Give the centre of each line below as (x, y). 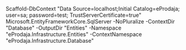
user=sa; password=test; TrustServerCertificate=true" (74, 15)
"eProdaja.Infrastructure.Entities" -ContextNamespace (74, 34)
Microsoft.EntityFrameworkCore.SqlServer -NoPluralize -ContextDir (90, 21)
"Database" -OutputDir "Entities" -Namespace (64, 28)
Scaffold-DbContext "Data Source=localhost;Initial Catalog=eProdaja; (93, 9)
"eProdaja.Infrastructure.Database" (50, 41)
